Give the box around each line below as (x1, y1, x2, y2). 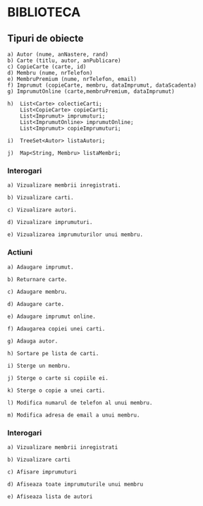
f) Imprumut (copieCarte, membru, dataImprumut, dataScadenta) (7, 82, 197, 89)
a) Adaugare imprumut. (7, 264, 74, 271)
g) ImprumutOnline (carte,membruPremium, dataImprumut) (7, 88, 175, 95)
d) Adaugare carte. (7, 300, 65, 307)
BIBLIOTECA (7, 4, 81, 20)
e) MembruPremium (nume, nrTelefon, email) (7, 75, 137, 82)
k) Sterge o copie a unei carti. (7, 387, 106, 394)
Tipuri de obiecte (7, 32, 84, 44)
